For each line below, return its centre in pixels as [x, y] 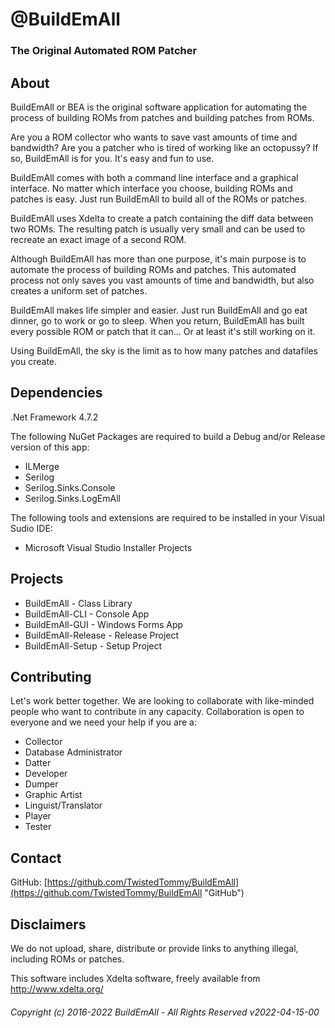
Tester [38, 827]
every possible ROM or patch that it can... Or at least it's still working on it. [163, 331]
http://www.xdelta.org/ [57, 989]
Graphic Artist [53, 795]
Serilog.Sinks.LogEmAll [72, 498]
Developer [46, 774]
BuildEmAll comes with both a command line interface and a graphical [154, 177]
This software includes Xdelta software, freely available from [135, 978]
